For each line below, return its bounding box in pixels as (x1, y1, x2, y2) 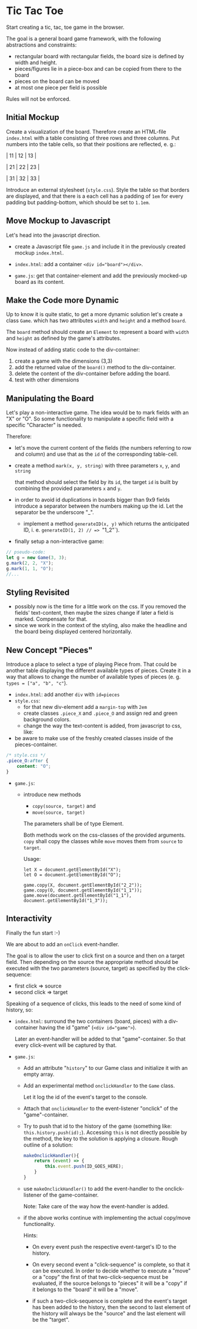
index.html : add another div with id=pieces (14, 691, 120, 698)
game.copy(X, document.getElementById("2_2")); (23, 882, 142, 888)
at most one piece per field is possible (14, 84, 108, 91)
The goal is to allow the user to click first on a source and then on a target (6, 952, 185, 959)
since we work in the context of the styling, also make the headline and (14, 622, 187, 629)
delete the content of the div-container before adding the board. (14, 370, 171, 377)
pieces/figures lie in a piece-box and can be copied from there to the (14, 65, 182, 72)
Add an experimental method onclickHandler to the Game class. (23, 1082, 175, 1089)
